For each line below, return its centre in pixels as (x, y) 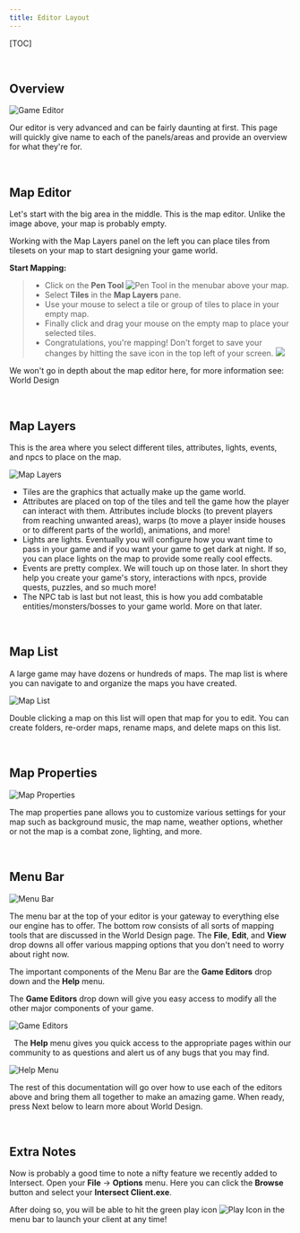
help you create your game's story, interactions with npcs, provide (144, 578)
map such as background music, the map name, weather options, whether (146, 822)
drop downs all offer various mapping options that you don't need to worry (147, 945)
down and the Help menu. (57, 981)
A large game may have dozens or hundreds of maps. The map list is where (149, 674)
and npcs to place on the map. (65, 457)
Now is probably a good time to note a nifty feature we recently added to (143, 1174)
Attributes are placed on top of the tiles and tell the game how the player (155, 502)
